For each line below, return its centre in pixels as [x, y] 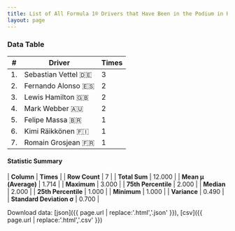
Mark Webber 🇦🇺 [54, 108]
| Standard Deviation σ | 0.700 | [54, 199]
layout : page [26, 20]
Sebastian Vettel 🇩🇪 [58, 74]
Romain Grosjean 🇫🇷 [59, 142]
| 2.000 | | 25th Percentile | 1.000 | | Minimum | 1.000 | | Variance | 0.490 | [116, 192]
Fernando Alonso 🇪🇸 [59, 86]
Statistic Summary [35, 161]
